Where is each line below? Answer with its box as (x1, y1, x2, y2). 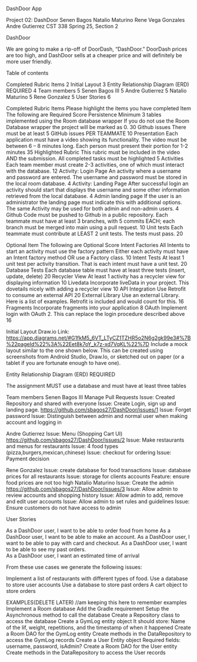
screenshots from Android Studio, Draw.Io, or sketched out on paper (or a (6, 353, 185, 360)
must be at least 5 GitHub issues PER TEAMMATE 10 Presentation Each (6, 130, 178, 137)
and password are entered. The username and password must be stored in (6, 174, 188, 180)
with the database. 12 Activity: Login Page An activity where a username (6, 167, 181, 174)
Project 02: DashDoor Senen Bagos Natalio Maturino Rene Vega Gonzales (6, 17, 185, 23)
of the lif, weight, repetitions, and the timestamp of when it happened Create (6, 624, 191, 631)
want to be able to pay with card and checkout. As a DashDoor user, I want (6, 539, 187, 546)
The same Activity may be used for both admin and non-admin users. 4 (6, 205, 179, 212)
